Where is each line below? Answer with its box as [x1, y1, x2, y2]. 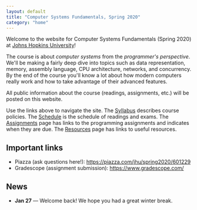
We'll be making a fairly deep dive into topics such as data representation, [6, 59, 185, 66]
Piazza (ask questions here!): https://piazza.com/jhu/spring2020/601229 [14, 158, 191, 165]
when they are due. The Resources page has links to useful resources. [6, 126, 177, 133]
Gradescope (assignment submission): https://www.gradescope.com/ [14, 165, 184, 172]
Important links [6, 143, 64, 153]
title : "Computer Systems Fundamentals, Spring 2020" [6, 14, 141, 20]
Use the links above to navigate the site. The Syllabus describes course [6, 107, 179, 114]
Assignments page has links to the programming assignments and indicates [6, 120, 189, 127]
